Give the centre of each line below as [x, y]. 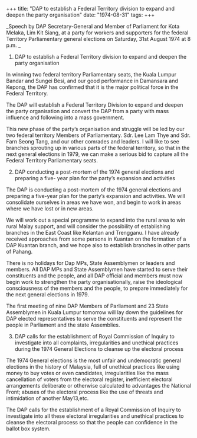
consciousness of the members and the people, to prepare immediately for [97, 288]
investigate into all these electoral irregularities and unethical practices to [95, 416]
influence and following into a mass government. [65, 117]
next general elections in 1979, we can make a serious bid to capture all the [97, 154]
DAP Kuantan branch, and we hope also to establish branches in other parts [98, 245]
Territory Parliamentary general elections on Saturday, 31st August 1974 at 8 [98, 39]
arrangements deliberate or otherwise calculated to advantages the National [99, 386]
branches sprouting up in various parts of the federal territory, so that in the [98, 148]
